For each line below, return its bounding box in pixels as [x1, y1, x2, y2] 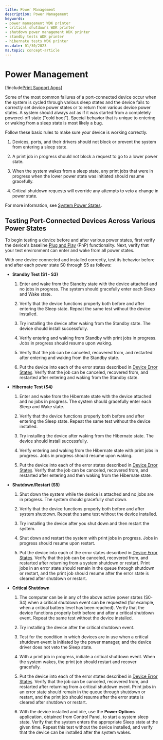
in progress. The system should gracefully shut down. [19, 497, 127, 503]
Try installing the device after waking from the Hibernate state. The [19, 433, 154, 439]
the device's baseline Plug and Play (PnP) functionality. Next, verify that [5, 242, 149, 248]
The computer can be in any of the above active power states [19, 595, 143, 600]
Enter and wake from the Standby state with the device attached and [19, 281, 157, 287]
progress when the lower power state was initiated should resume [12, 173, 145, 179]
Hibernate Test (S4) [12, 384, 53, 390]
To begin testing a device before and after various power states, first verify [5, 237, 155, 243]
